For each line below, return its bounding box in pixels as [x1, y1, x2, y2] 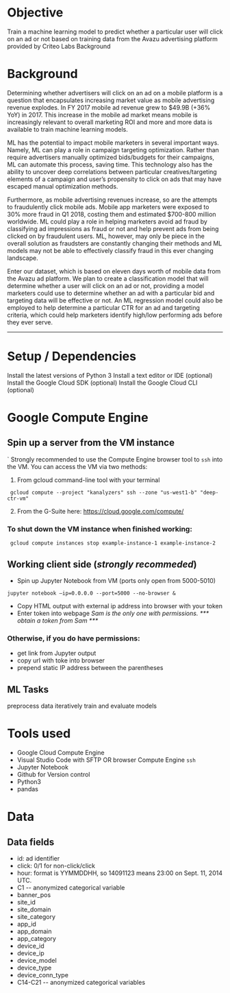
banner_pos [16, 890, 51, 899]
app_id [16, 920, 36, 928]
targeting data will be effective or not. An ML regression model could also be [7, 296, 223, 304]
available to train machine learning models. [7, 125, 128, 133]
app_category [16, 934, 57, 942]
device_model [16, 956, 57, 964]
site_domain [16, 905, 51, 913]
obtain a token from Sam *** [16, 616, 99, 625]
